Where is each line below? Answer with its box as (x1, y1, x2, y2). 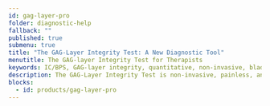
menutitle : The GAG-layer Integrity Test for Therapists (8, 57, 203, 65)
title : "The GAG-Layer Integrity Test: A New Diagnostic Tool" (8, 49, 225, 57)
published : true (8, 33, 63, 42)
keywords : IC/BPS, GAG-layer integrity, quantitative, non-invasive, (8, 64, 247, 72)
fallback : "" (8, 26, 52, 34)
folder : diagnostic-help (8, 19, 92, 27)
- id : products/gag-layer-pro (15, 85, 117, 94)
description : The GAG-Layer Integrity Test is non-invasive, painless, (8, 71, 253, 79)
